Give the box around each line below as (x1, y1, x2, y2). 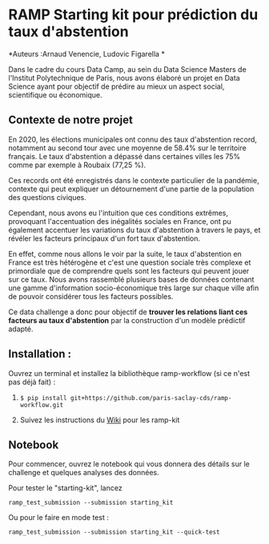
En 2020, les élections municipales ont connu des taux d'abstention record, (8, 134, 258, 144)
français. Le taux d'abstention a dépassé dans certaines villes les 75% (8, 151, 241, 161)
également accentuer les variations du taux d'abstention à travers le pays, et (8, 225, 261, 234)
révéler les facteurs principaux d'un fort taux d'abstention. (8, 234, 201, 243)
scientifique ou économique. (8, 90, 102, 99)
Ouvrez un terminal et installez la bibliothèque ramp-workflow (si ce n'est (8, 368, 251, 378)
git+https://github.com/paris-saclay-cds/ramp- (70, 394, 232, 402)
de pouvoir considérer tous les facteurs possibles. (8, 291, 174, 301)
